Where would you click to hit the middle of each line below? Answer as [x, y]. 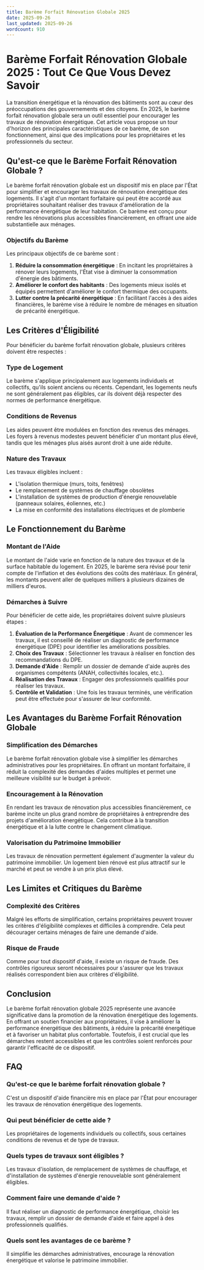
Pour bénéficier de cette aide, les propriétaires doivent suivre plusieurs [96, 615]
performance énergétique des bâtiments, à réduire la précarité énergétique [101, 1028]
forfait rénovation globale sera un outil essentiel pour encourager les [93, 116]
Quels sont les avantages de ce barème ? [69, 1241]
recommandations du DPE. [49, 659]
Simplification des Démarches [52, 745]
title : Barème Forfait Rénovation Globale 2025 [68, 12]
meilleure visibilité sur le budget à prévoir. [59, 778]
